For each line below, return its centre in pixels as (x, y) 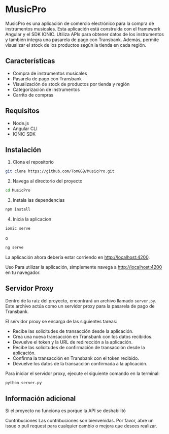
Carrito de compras (33, 95)
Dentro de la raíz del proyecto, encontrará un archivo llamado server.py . (81, 300)
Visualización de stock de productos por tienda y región (71, 84)
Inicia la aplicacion (32, 219)
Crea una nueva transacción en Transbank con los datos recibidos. (82, 336)
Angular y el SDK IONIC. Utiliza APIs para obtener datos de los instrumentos (84, 34)
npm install (18, 209)
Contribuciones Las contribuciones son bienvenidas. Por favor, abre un (79, 421)
